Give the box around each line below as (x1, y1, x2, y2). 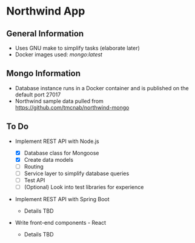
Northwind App (6, 4, 85, 18)
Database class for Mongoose (24, 149, 99, 156)
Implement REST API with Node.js (15, 138, 99, 145)
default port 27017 (15, 91, 61, 98)
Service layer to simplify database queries (24, 170, 130, 177)
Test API (24, 176, 45, 184)
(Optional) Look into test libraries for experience (24, 183, 144, 190)
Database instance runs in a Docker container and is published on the (15, 84, 189, 92)
